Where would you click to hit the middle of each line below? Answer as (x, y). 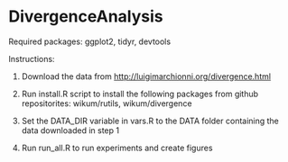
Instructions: (32, 58)
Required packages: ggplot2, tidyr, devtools (90, 41)
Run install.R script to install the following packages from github (140, 94)
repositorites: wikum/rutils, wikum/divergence (107, 103)
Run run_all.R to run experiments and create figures (117, 148)
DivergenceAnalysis (86, 17)
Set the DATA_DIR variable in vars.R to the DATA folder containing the (150, 121)
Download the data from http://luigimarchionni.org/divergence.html (146, 76)
